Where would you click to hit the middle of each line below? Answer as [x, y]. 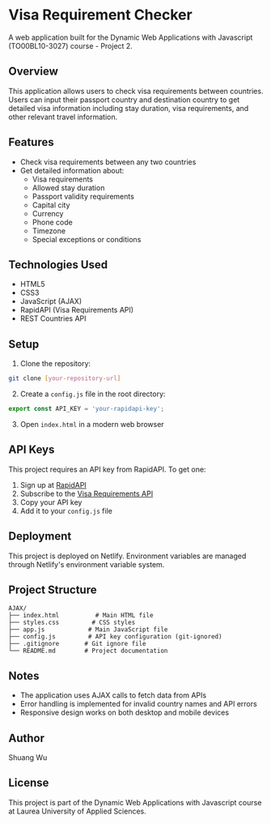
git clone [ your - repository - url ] [65, 378]
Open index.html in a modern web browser [92, 424]
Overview [34, 72]
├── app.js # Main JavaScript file [88, 630]
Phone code [52, 222]
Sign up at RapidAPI [53, 485]
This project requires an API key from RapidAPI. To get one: [107, 469]
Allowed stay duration [68, 187]
